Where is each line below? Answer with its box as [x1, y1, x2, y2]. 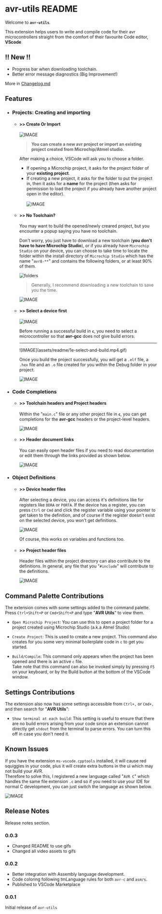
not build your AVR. [5, 768, 43, 774]
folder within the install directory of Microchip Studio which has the [19, 253, 153, 259]
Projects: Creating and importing [12, 109, 91, 116]
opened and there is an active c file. [12, 659, 83, 664]
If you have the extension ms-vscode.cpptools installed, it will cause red [5, 757, 147, 764]
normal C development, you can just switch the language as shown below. [5, 784, 152, 789]
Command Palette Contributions [5, 592, 104, 600]
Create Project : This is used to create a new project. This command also [12, 634, 157, 640]
